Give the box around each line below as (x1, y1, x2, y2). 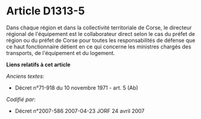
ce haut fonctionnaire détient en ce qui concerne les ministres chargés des (6, 43, 191, 50)
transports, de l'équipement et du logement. (6, 49, 115, 56)
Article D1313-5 (6, 4, 85, 18)
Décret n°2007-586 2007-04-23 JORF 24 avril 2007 (14, 107, 145, 114)
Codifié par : (6, 96, 36, 103)
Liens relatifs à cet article (6, 61, 71, 68)
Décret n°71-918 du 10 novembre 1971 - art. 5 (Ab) (14, 84, 139, 91)
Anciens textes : (6, 72, 45, 80)
